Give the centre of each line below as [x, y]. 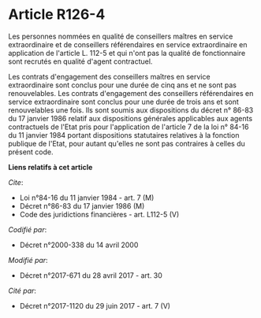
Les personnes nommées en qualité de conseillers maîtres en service [121, 36]
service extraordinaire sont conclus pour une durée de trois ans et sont [123, 102]
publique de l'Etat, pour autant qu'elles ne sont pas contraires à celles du [127, 143]
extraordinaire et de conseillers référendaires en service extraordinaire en [128, 44]
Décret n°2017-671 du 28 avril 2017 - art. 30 [91, 275]
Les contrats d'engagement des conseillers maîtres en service [109, 76]
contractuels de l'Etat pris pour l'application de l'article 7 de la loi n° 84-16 [129, 127]
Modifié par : [28, 260]
